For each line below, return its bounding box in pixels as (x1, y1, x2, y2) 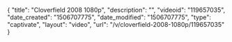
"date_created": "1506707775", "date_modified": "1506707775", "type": (7, 13, 211, 21)
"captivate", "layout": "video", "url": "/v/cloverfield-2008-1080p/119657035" (7, 21, 225, 28)
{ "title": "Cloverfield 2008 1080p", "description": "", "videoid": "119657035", (7, 6, 226, 14)
